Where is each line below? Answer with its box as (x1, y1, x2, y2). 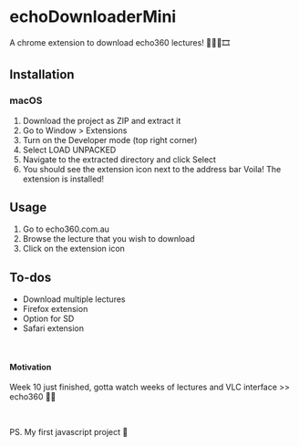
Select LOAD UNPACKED (22, 144, 117, 155)
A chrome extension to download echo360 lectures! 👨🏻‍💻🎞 (9, 36, 231, 47)
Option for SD (22, 313, 75, 325)
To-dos (9, 269, 52, 285)
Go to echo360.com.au (22, 223, 109, 234)
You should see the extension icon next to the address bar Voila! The (22, 163, 282, 174)
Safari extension (22, 323, 85, 334)
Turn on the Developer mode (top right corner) (22, 134, 198, 145)
